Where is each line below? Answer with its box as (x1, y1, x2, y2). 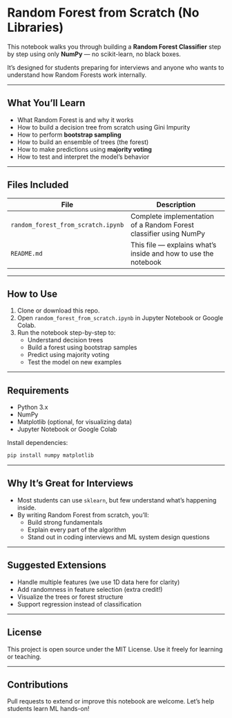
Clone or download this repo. (17, 306, 100, 315)
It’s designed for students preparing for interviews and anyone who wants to (7, 63, 224, 71)
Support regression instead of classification (17, 599, 142, 608)
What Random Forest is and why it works (17, 116, 134, 124)
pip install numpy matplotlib (7, 452, 95, 459)
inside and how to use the (130, 248, 214, 258)
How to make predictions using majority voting (17, 145, 152, 153)
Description (156, 200, 196, 209)
